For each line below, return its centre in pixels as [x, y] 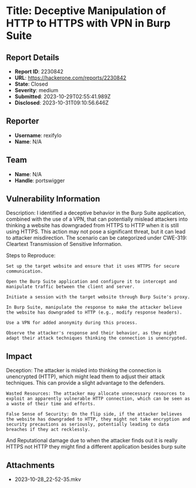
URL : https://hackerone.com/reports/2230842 [70, 78]
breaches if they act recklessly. [48, 430]
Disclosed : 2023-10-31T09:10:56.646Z [62, 103]
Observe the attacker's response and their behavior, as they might [92, 333]
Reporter [23, 121]
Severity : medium [36, 90]
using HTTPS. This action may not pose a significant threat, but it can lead [96, 232]
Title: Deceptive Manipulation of [86, 11]
